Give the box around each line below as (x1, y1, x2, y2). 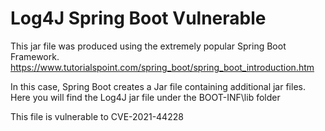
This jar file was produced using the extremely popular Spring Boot (10, 40, 287, 52)
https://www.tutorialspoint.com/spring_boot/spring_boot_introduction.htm (10, 61, 315, 73)
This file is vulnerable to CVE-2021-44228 (10, 110, 184, 122)
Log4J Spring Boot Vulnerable (10, 7, 267, 30)
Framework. (10, 50, 60, 62)
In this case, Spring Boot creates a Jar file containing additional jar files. (10, 80, 306, 92)
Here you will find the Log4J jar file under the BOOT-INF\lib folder (10, 91, 281, 103)
